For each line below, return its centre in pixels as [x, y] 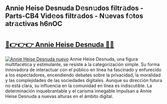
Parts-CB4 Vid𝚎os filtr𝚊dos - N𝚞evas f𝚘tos [74, 16]
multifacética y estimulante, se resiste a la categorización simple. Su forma [82, 64]
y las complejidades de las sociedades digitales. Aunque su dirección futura [84, 80]
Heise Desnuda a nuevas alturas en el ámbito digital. [59, 96]
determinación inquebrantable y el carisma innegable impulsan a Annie [78, 91]
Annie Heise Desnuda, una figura [104, 59]
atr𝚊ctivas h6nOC [34, 24]
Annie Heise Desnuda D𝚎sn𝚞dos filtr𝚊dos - [74, 8]
